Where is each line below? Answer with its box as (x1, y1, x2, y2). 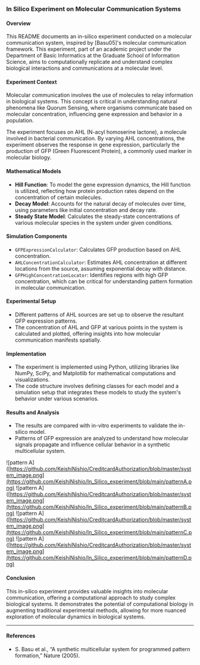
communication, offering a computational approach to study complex (6, 594, 176, 601)
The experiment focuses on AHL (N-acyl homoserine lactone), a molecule (6, 128, 187, 136)
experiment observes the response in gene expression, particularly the (6, 141, 180, 148)
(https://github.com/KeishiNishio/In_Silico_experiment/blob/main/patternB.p (6, 504, 192, 511)
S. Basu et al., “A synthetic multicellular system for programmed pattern (14, 645, 190, 652)
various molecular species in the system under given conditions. (14, 219, 173, 226)
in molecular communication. (14, 284, 86, 291)
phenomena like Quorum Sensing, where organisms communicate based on (6, 104, 192, 112)
